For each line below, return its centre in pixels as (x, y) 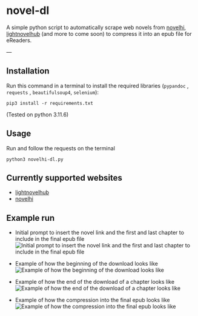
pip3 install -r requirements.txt (50, 103)
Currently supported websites (64, 177)
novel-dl (28, 11)
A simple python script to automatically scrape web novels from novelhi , (96, 27)
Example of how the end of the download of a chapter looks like (94, 282)
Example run (31, 218)
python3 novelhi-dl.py (35, 159)
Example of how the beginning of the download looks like (87, 264)
